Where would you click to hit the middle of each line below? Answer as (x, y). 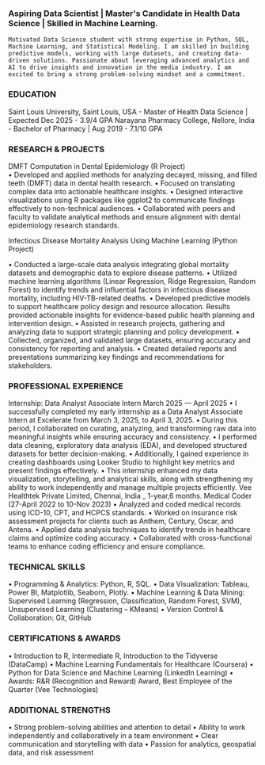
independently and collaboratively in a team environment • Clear (114, 736)
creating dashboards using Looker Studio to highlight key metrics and (121, 462)
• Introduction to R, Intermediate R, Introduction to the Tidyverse (113, 656)
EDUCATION (32, 94)
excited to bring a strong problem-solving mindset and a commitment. (127, 75)
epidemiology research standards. (64, 225)
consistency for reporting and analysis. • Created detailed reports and (123, 348)
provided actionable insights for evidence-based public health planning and (131, 315)
